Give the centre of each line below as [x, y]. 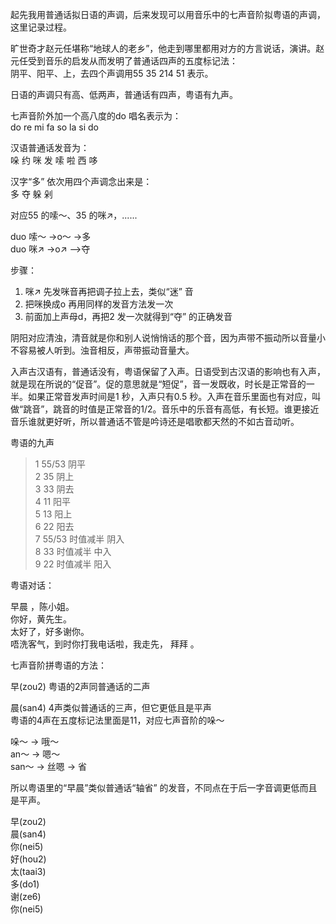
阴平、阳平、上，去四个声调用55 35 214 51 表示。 [112, 73]
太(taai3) [28, 871]
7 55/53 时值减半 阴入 [79, 539]
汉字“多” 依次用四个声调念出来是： [81, 181]
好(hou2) [28, 859]
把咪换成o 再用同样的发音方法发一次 [99, 304]
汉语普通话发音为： [50, 147]
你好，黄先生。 [41, 619]
